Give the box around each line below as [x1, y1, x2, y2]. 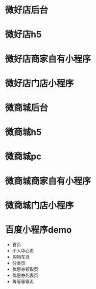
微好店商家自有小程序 [5, 53, 92, 65]
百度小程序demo [5, 224, 72, 235]
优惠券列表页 [12, 272, 38, 278]
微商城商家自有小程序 [5, 176, 92, 186]
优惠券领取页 [12, 266, 38, 272]
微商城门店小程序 [5, 200, 74, 211]
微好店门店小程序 [5, 77, 74, 89]
